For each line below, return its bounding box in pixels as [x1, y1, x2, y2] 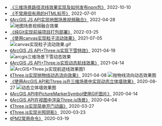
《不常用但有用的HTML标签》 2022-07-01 [9, 10, 96, 16]
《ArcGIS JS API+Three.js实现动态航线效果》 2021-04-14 [9, 60, 125, 66]
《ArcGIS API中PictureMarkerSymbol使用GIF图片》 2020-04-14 [9, 91, 138, 96]
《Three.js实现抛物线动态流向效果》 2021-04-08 [9, 72, 107, 78]
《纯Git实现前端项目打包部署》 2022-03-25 [9, 29, 99, 35]
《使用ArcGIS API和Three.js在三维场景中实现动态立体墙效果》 [9, 79, 136, 84]
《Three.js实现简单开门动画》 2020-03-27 [9, 103, 94, 109]
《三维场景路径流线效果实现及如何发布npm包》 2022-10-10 [9, 4, 131, 10]
